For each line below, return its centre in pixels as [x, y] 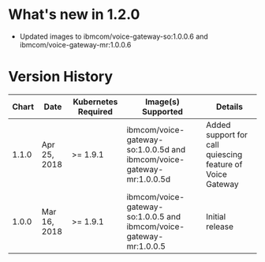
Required [95, 111]
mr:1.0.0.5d [149, 179]
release [220, 226]
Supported [162, 111]
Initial [216, 216]
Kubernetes [95, 102]
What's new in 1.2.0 [74, 15]
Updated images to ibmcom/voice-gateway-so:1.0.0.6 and [114, 36]
